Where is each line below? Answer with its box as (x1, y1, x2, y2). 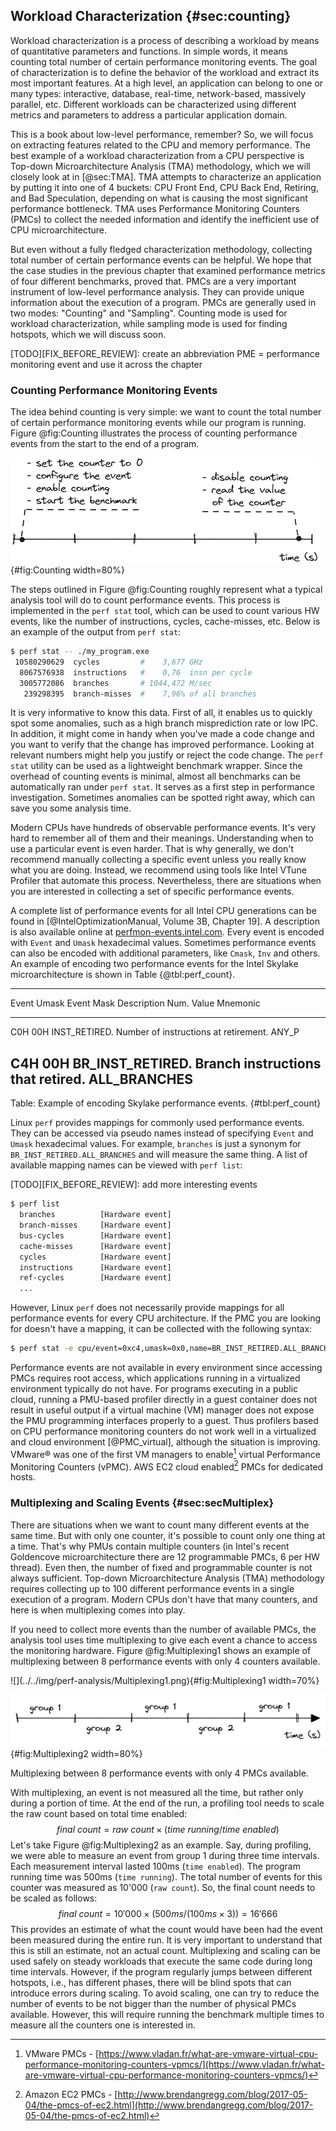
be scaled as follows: (10, 1892, 98, 1904)
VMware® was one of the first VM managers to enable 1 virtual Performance (10, 1447, 321, 1460)
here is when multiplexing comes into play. (10, 1604, 186, 1616)
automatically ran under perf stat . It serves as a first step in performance (10, 781, 315, 793)
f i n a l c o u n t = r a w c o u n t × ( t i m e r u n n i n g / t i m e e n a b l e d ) (56, 1824, 280, 1836)
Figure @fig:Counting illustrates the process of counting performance (10, 427, 298, 439)
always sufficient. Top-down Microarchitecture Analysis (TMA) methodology (10, 1572, 325, 1584)
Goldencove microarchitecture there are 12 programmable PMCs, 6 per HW (10, 1550, 320, 1563)
